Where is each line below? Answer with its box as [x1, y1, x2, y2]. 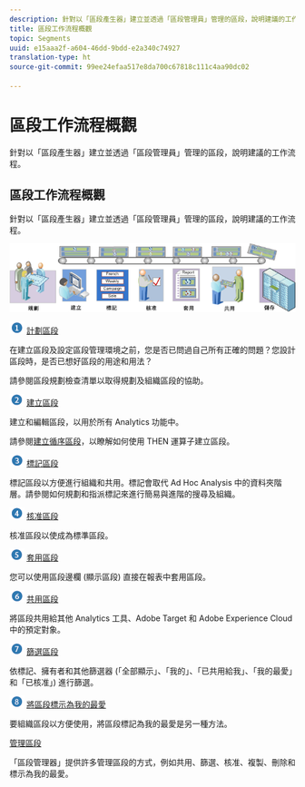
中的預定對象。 [9, 624, 65, 635]
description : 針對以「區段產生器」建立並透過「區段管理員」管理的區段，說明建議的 [9, 15, 286, 24]
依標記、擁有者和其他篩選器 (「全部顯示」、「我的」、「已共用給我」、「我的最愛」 [9, 665, 293, 676]
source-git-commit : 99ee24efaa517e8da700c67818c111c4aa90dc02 [9, 63, 250, 72]
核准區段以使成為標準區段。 [9, 529, 113, 540]
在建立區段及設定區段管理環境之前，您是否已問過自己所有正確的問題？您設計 [9, 344, 296, 355]
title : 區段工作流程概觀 [9, 24, 93, 34]
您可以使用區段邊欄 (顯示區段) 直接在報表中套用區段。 [9, 571, 212, 582]
